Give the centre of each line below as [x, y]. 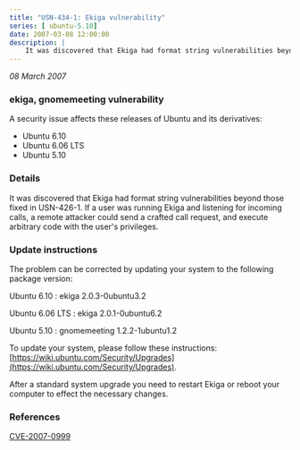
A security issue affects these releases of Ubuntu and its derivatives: [136, 119]
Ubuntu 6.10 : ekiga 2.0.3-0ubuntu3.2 [78, 296]
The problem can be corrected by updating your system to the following [142, 269]
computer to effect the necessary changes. [89, 394]
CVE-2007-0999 [40, 437]
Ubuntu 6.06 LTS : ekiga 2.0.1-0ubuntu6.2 [86, 313]
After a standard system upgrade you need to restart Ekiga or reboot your [145, 385]
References [35, 417]
